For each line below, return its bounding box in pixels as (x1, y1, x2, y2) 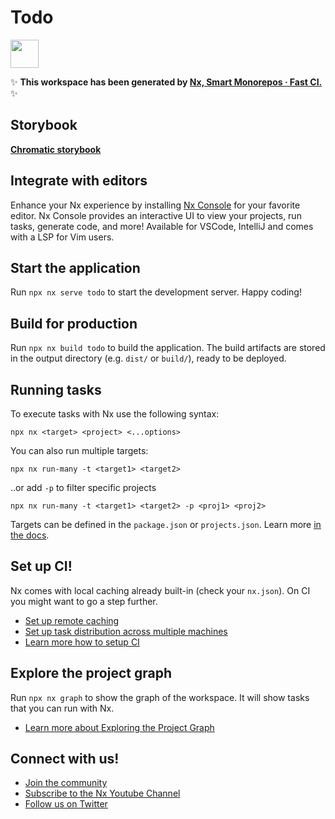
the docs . (10, 529, 50, 541)
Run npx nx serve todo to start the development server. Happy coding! (10, 286, 302, 298)
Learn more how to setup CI (24, 636, 140, 648)
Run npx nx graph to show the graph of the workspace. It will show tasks (10, 691, 310, 703)
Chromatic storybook (10, 143, 102, 155)
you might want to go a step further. (10, 595, 158, 607)
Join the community (24, 777, 108, 789)
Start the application (10, 259, 141, 276)
